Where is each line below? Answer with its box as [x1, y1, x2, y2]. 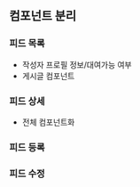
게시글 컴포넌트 [21, 70, 75, 81]
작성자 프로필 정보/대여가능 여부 [21, 59, 132, 69]
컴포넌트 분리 [9, 8, 77, 24]
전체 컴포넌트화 [21, 117, 75, 127]
